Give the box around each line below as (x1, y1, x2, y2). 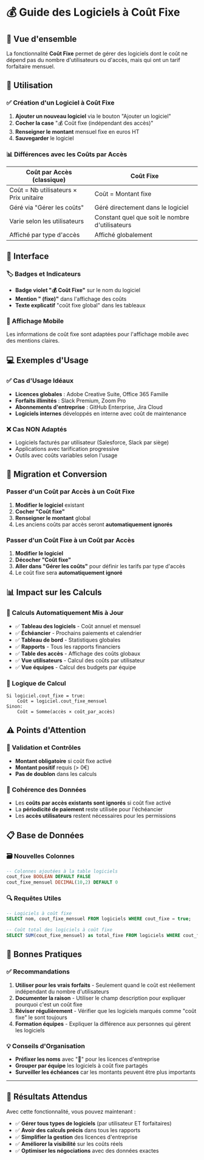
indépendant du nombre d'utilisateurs (15, 987, 109, 995)
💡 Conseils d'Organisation (6, 1042, 85, 1050)
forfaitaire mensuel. (6, 63, 55, 70)
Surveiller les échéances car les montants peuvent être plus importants (15, 1068, 196, 1076)
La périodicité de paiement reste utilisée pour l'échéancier (15, 805, 163, 812)
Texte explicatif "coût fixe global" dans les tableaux (15, 301, 146, 309)
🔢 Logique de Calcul (6, 679, 66, 687)
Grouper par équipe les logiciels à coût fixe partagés (15, 1062, 148, 1069)
